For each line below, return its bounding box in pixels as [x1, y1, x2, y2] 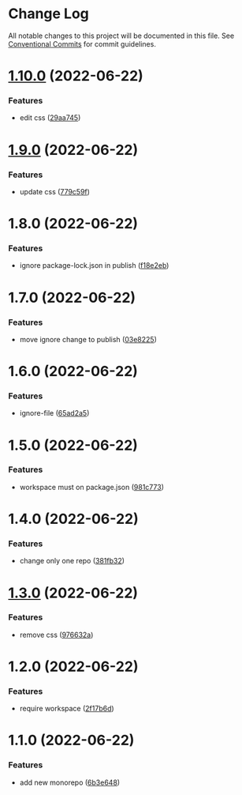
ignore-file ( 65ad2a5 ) [19, 409, 90, 418]
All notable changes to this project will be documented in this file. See [8, 31, 235, 40]
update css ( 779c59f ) [19, 187, 91, 196]
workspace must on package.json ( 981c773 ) [19, 482, 164, 492]
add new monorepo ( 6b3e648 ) [19, 778, 121, 787]
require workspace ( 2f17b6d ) [19, 704, 114, 714]
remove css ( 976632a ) [19, 630, 94, 639]
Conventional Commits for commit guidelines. [8, 39, 156, 48]
